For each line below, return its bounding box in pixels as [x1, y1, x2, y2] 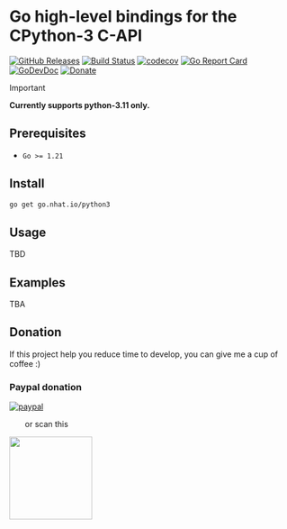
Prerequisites [9, 126, 86, 141]
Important [9, 82, 46, 93]
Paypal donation [9, 380, 83, 393]
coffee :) [9, 358, 41, 369]
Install [9, 176, 45, 191]
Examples [9, 275, 66, 290]
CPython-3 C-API [9, 25, 142, 46]
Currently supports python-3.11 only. [9, 99, 150, 110]
